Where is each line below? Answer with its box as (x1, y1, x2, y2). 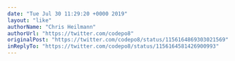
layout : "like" (7, 17, 52, 24)
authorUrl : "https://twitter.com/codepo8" (7, 29, 134, 37)
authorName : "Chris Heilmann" (7, 23, 97, 30)
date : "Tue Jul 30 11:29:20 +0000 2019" (7, 10, 128, 18)
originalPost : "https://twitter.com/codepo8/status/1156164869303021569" (7, 36, 229, 43)
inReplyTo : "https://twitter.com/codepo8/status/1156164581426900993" (7, 43, 219, 50)
